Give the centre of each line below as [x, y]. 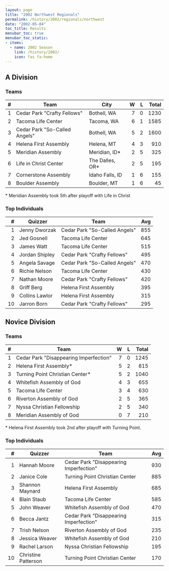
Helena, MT [103, 144]
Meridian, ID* [105, 152]
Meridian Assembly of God [48, 415]
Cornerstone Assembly [43, 175]
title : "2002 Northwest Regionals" [43, 15]
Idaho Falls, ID [105, 175]
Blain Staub [33, 499]
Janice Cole [33, 477]
